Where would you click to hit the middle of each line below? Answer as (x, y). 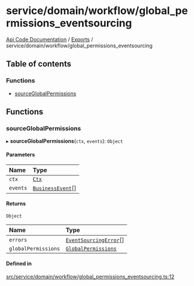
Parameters (20, 154)
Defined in (19, 264)
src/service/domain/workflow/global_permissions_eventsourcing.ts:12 (90, 277)
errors (18, 240)
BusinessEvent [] (55, 188)
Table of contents (39, 64)
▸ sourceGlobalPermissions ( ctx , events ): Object (65, 141)
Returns (16, 204)
